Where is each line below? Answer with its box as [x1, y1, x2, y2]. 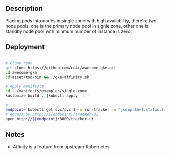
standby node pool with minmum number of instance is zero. [5, 28, 132, 34]
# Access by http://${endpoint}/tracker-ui [5, 112, 99, 117]
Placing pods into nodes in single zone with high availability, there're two [5, 17, 157, 24]
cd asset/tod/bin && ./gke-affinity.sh [5, 75, 90, 80]
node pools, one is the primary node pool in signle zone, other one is [5, 23, 148, 29]
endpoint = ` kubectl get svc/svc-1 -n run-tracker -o [5, 107, 116, 112]
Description [5, 4, 43, 13]
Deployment [5, 43, 45, 51]
